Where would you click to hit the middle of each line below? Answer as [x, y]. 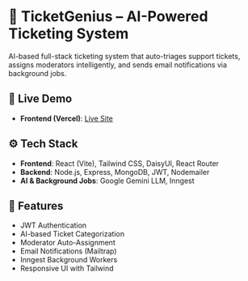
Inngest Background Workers [69, 260]
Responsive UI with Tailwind [67, 268]
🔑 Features [36, 206]
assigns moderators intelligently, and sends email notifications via [118, 65]
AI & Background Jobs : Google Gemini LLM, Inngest [107, 181]
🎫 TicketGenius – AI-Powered [108, 17]
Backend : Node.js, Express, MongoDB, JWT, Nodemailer [115, 172]
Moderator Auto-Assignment [67, 243]
